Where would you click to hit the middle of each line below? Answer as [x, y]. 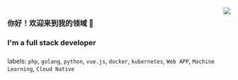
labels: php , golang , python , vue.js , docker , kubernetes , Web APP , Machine [111, 61]
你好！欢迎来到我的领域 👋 [51, 23]
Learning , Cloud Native [41, 68]
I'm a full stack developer [52, 42]
